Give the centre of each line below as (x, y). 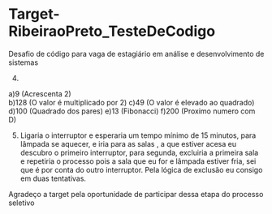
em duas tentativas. (53, 178)
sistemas (24, 62)
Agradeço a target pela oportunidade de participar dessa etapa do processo (136, 194)
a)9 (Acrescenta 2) (40, 93)
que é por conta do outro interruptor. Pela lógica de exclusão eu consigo (141, 169)
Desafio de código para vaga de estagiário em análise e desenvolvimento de (136, 53)
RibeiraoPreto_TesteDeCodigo (112, 31)
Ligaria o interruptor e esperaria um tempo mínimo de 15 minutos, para (138, 135)
